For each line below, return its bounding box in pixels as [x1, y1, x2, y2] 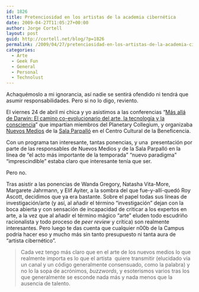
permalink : [6, 42, 33, 48]
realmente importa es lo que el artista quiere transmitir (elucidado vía [20, 255, 191, 262]
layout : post [6, 31, 38, 37]
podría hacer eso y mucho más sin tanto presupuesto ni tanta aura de [6, 231, 176, 238]
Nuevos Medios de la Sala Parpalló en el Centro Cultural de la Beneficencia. [6, 128, 191, 135]
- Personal [11, 69, 38, 75]
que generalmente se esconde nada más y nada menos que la [20, 274, 173, 281]
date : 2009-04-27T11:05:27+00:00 [6, 20, 89, 25]
